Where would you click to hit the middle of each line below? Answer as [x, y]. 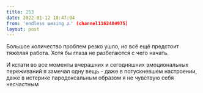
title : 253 [20, 12]
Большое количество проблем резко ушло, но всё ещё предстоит [93, 46]
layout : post [23, 29]
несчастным [23, 84]
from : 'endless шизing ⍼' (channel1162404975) [67, 23]
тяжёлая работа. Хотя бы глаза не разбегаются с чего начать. [88, 53]
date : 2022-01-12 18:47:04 [41, 18]
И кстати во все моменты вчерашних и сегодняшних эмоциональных [98, 65]
